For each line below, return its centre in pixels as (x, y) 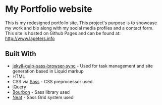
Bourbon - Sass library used (41, 92)
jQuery (19, 87)
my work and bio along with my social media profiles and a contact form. (79, 28)
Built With (21, 54)
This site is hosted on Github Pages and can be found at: (63, 33)
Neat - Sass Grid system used (43, 97)
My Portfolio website (49, 9)
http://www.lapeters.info (30, 38)
